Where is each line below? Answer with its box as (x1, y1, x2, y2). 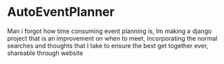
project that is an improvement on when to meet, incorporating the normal (7, 34, 218, 42)
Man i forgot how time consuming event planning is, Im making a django (7, 27, 212, 35)
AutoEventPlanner (7, 4, 115, 20)
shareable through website (7, 49, 84, 57)
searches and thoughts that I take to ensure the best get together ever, (7, 41, 209, 50)
